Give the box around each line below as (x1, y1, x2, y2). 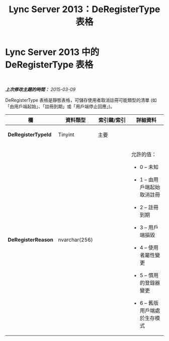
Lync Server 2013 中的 (5, 46, 100, 58)
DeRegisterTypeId (8, 131, 52, 138)
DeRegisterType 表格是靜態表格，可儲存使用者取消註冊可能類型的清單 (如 (5, 97, 157, 103)
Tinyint (58, 131, 74, 138)
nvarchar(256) (58, 236, 93, 243)
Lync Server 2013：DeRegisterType (9, 4, 160, 15)
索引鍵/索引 (98, 116, 126, 123)
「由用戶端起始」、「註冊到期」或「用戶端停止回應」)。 (5, 103, 115, 109)
